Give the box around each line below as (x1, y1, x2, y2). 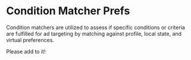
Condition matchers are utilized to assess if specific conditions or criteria (6, 24, 186, 31)
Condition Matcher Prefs (6, 4, 130, 18)
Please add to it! (6, 48, 46, 55)
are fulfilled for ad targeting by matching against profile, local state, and (6, 30, 182, 37)
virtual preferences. (6, 36, 55, 43)
